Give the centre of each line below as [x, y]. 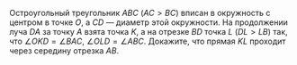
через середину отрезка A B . [64, 51]
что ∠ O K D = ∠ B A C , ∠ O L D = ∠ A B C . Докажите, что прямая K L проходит [148, 41]
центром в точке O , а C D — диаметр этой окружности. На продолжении [148, 22]
